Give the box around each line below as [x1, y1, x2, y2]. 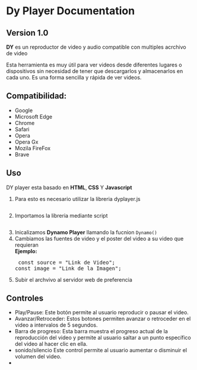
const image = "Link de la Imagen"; [14, 265, 122, 272]
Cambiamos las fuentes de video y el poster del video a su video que [14, 235, 184, 242]
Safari [14, 126, 30, 133]
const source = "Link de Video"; [18, 259, 116, 266]
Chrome [14, 119, 35, 126]
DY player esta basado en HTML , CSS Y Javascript [6, 184, 132, 191]
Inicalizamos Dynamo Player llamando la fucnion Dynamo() [14, 228, 157, 235]
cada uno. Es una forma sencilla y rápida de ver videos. [6, 74, 142, 81]
